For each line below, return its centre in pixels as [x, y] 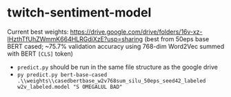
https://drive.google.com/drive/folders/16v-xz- [136, 32]
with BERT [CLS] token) [40, 54]
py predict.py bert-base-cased [62, 75]
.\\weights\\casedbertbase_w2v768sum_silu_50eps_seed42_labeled [111, 80]
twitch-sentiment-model [79, 13]
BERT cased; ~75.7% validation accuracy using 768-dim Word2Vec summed [116, 46]
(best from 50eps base [177, 39]
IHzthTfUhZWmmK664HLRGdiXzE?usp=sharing [75, 39]
